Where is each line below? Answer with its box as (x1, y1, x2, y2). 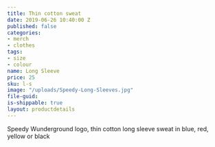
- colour (7, 61, 32, 68)
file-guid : (7, 93, 38, 100)
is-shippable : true (7, 100, 63, 106)
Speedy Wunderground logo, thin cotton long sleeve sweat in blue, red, (7, 124, 209, 133)
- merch (7, 36, 30, 43)
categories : (7, 29, 41, 36)
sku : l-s (7, 80, 32, 87)
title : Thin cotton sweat (7, 10, 81, 17)
